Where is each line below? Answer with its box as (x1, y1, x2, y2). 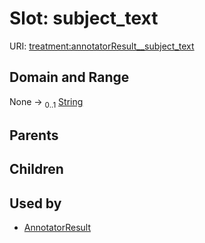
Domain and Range (9, 69, 130, 86)
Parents (9, 127, 59, 144)
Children (9, 161, 64, 178)
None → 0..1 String (9, 95, 84, 110)
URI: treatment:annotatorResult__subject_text (9, 40, 195, 52)
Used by (9, 195, 62, 212)
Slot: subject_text (9, 7, 159, 30)
